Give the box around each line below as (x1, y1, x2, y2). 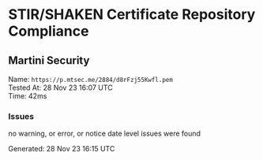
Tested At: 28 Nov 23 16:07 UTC (8, 83, 113, 92)
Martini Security (8, 54, 90, 67)
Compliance (8, 22, 89, 40)
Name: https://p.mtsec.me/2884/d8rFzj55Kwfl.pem (8, 75, 174, 84)
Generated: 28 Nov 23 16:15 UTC (8, 144, 115, 154)
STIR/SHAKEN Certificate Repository (8, 6, 256, 24)
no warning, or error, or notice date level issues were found (8, 128, 201, 139)
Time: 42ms (8, 91, 47, 100)
